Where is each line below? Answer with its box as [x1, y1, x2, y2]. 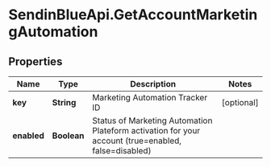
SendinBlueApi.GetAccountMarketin [8, 6, 258, 24]
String [52, 97, 77, 108]
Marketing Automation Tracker [92, 92, 208, 103]
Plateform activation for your [92, 125, 201, 136]
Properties [8, 55, 63, 68]
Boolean [52, 130, 85, 141]
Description [130, 79, 176, 89]
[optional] [221, 97, 259, 108]
